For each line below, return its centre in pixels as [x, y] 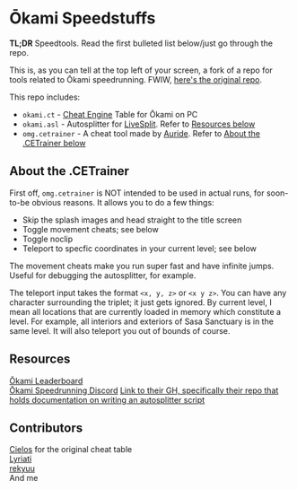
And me [24, 478]
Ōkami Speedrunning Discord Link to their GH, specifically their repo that [144, 390]
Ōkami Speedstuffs [83, 18]
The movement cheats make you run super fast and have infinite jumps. [142, 266]
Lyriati [21, 459]
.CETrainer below [54, 143]
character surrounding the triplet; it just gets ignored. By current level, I [140, 302]
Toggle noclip [48, 239]
